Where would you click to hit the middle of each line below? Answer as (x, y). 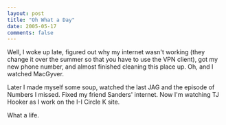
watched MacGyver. (35, 74)
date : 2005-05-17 (32, 26)
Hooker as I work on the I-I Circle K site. (64, 102)
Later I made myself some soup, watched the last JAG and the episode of (111, 87)
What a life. (23, 115)
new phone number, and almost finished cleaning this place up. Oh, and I (110, 67)
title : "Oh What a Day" (41, 20)
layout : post (26, 13)
